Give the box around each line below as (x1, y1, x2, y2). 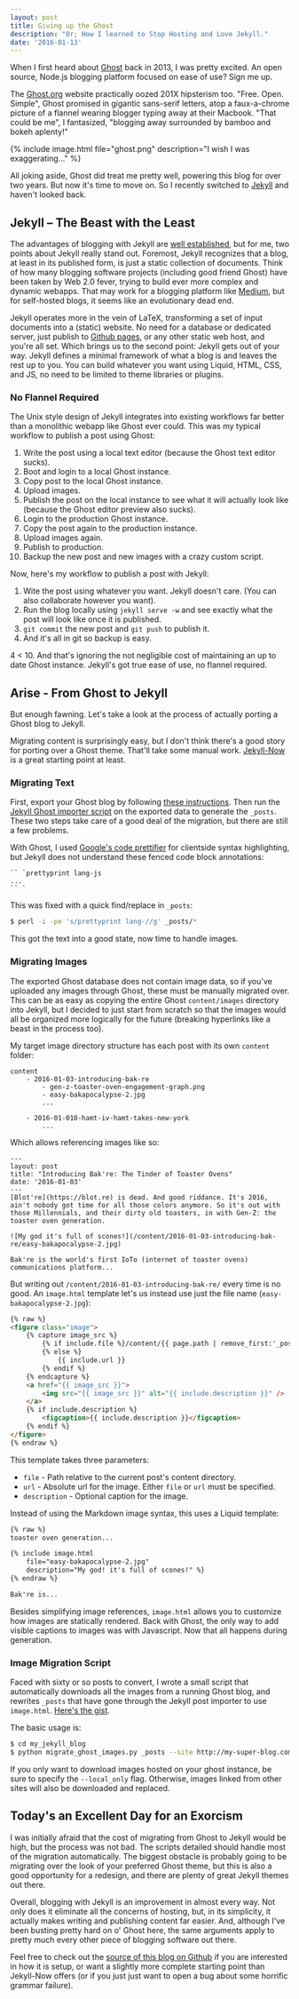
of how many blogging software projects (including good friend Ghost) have (10, 267, 287, 278)
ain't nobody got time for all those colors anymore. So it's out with (10, 1200, 280, 1209)
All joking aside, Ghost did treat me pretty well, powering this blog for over (10, 171, 282, 181)
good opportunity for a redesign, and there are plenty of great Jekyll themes (10, 1869, 289, 1880)
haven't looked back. (10, 189, 87, 200)
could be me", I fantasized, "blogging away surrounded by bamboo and (10, 117, 271, 128)
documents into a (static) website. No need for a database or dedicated (10, 322, 271, 333)
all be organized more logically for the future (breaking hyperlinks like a (10, 1014, 271, 1024)
